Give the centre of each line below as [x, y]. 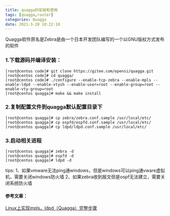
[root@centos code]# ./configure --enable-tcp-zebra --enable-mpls [78, 80]
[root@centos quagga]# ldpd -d [38, 160]
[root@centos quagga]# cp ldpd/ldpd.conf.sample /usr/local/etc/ [76, 127]
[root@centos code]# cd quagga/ [39, 75]
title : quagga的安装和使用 [32, 10]
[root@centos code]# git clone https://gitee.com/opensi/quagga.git [79, 71]
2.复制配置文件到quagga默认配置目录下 [54, 107]
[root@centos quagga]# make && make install [53, 93]
